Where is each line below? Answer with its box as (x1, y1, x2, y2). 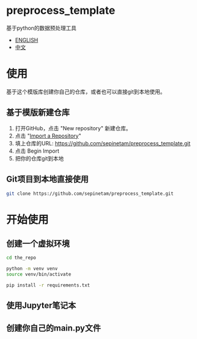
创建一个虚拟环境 (6, 238, 70, 249)
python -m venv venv (6, 266, 58, 272)
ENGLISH (14, 36, 39, 43)
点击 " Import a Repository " (14, 132, 81, 139)
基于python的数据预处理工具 (6, 24, 77, 31)
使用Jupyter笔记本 (6, 300, 77, 311)
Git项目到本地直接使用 (6, 174, 89, 185)
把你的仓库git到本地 (14, 154, 64, 162)
